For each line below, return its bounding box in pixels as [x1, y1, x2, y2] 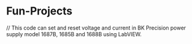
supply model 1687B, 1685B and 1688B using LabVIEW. [6, 30, 142, 37]
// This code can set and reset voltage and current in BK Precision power [6, 24, 186, 31]
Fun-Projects [6, 4, 73, 18]
